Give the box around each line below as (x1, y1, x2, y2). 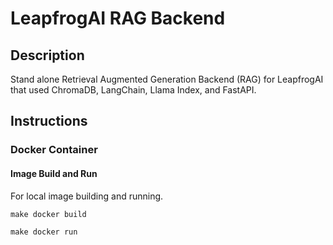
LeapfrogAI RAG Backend (10, 7, 226, 30)
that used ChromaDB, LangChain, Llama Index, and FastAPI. (10, 84, 257, 96)
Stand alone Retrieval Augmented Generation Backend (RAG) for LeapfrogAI (10, 73, 324, 85)
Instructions (10, 113, 88, 130)
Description (10, 47, 85, 64)
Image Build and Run (10, 167, 98, 179)
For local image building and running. (10, 190, 164, 202)
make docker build (10, 209, 87, 219)
